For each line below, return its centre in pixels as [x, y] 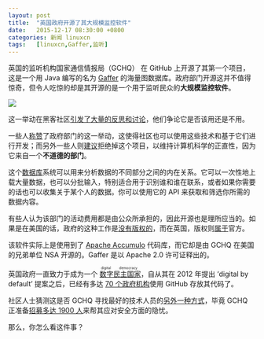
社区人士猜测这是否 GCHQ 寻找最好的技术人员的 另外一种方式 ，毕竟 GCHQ [128, 300]
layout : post [29, 15]
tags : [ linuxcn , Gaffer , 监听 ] [58, 45]
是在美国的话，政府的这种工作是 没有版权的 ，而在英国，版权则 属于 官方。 [132, 228]
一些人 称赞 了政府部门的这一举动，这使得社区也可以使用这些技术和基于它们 [128, 136]
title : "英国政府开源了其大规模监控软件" [70, 23]
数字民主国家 [120, 274]
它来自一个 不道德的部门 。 [49, 156]
